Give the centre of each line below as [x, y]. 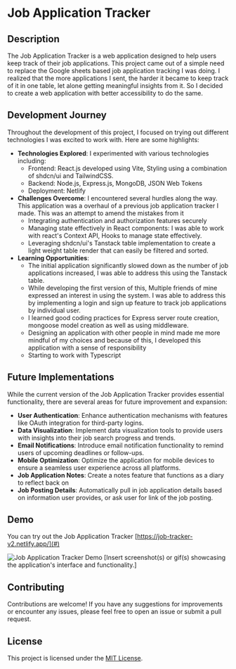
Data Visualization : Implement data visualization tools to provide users [120, 430]
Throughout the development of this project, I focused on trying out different [118, 132]
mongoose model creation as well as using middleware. [108, 325]
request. [19, 619]
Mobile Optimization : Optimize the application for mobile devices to [116, 460]
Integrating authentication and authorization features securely [117, 220]
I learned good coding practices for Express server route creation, [124, 317]
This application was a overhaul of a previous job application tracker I [118, 205]
